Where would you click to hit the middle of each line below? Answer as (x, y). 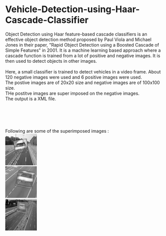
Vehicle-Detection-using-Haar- (73, 9)
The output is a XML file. (31, 99)
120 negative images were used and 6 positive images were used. (74, 77)
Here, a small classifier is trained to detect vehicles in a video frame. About (83, 71)
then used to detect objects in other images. (51, 61)
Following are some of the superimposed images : (57, 131)
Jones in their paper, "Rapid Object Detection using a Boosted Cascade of (82, 45)
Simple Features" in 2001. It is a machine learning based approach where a (83, 50)
